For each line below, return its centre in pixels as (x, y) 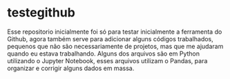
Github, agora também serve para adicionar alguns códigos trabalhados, (111, 38)
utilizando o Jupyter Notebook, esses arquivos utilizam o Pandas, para (107, 60)
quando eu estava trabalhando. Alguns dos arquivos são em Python (104, 54)
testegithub (41, 13)
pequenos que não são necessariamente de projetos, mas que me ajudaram (115, 46)
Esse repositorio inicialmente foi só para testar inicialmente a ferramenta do (115, 32)
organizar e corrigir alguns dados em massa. (71, 68)
